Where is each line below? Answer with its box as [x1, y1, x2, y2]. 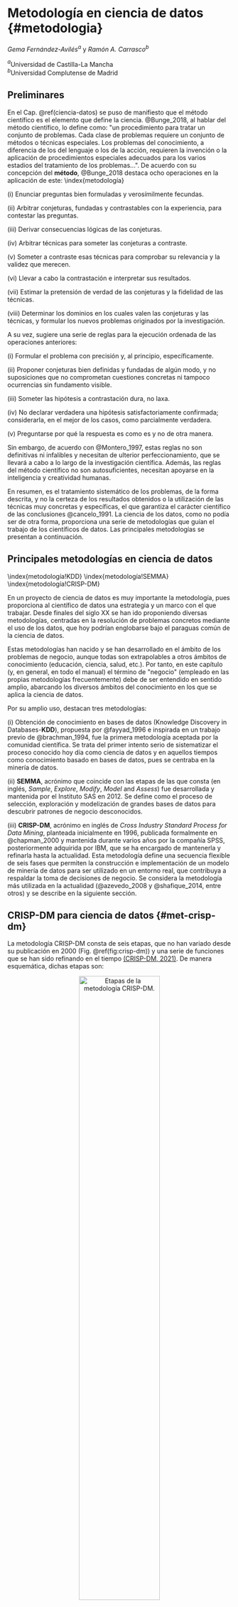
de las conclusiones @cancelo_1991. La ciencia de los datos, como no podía [7, 510, 229, 518]
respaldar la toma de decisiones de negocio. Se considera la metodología [7, 873, 222, 882]
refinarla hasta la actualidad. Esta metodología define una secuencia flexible [7, 851, 231, 860]
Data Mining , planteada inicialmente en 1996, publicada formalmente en [7, 828, 218, 837]
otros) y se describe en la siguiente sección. [7, 889, 137, 897]
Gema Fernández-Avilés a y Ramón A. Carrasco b [7, 43, 149, 53]
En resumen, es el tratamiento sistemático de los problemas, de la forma [7, 487, 219, 496]
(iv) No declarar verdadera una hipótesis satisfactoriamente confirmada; [7, 407, 219, 417]
